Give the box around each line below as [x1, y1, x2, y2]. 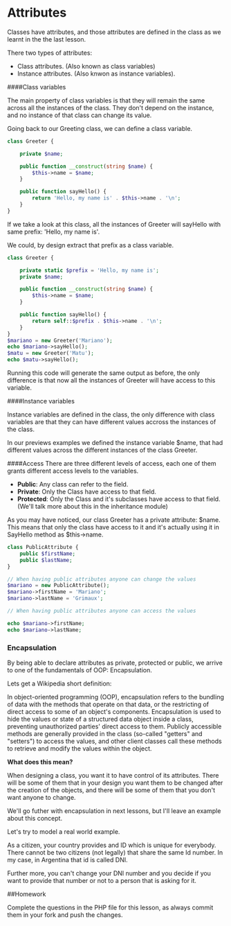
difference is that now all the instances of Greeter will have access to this [7, 376, 216, 385]
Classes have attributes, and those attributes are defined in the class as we [7, 28, 221, 36]
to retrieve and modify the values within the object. [7, 744, 152, 753]
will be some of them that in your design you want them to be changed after [7, 778, 223, 787]
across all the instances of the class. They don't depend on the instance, [7, 103, 214, 112]
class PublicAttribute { [7, 544, 79, 551]
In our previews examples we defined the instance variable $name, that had [7, 439, 223, 447]
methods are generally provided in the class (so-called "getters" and [7, 729, 203, 737]
